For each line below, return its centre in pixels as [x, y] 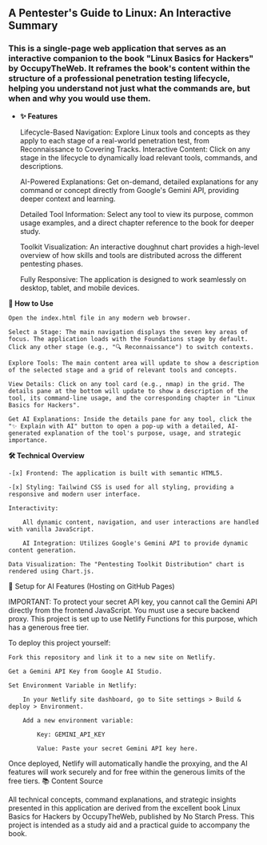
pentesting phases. [52, 264]
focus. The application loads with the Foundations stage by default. [128, 339]
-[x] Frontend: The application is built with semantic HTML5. [116, 473]
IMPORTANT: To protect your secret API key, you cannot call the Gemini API [133, 602]
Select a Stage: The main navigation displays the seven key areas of [128, 332]
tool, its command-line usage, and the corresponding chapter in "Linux [132, 398]
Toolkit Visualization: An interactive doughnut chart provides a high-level [139, 247]
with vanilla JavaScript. [51, 529]
